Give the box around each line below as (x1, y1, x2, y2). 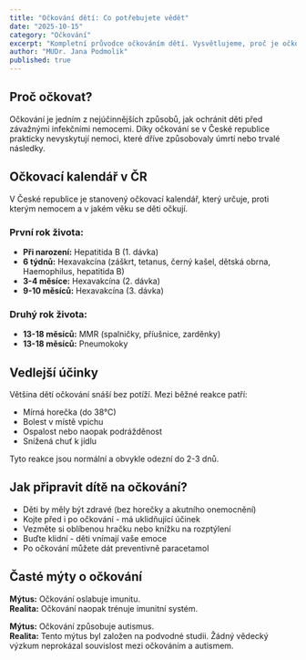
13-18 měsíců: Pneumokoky (22, 338, 128, 349)
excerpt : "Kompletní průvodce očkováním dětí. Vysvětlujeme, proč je (9, 38, 280, 48)
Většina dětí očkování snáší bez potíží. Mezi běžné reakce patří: (9, 389, 248, 400)
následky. (9, 142, 46, 153)
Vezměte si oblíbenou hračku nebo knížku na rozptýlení (22, 523, 231, 534)
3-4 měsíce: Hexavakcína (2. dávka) (22, 275, 161, 286)
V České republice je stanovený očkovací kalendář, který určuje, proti (9, 193, 270, 204)
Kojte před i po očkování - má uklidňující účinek (22, 513, 200, 524)
